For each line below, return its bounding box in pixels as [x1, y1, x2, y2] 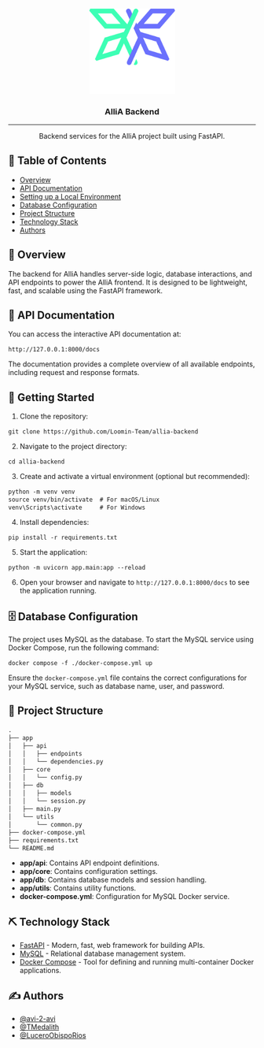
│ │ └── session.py [8, 797, 86, 805]
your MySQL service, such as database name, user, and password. [8, 681, 225, 690]
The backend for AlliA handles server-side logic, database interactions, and [8, 269, 253, 278]
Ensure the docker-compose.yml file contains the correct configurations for [8, 673, 247, 682]
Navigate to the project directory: [19, 442, 127, 452]
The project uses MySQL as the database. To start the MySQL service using [8, 634, 254, 644]
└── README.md [8, 844, 55, 852]
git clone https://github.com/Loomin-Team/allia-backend [8, 428, 199, 436]
